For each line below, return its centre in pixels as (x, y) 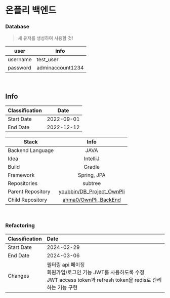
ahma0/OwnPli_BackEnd (92, 200)
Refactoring (20, 226)
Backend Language (31, 151)
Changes (18, 276)
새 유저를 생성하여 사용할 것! (45, 38)
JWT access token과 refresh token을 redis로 (99, 280)
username (20, 60)
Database (17, 27)
